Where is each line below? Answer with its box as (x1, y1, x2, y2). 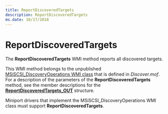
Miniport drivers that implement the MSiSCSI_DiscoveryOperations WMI (5, 98, 157, 104)
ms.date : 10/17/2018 (5, 17, 50, 22)
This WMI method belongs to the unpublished (5, 66, 101, 72)
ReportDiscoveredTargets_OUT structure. (5, 87, 95, 94)
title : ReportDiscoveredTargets (5, 7, 74, 13)
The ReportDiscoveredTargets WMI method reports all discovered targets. (5, 56, 163, 62)
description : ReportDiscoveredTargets (5, 12, 88, 17)
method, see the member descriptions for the (5, 82, 101, 88)
